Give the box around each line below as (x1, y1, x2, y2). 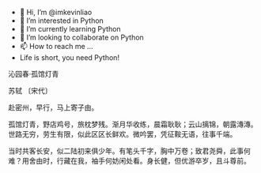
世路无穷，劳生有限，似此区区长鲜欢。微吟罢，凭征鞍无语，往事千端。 (8, 130, 237, 138)
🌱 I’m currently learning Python (19, 24, 121, 33)
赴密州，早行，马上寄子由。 (8, 103, 99, 112)
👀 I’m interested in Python (19, 16, 104, 25)
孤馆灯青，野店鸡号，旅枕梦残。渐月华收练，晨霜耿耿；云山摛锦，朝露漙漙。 (8, 119, 258, 129)
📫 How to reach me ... (19, 42, 93, 51)
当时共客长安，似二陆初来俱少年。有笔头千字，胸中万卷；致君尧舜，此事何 (8, 146, 251, 156)
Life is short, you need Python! (19, 53, 120, 62)
